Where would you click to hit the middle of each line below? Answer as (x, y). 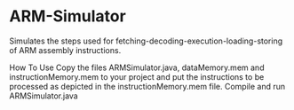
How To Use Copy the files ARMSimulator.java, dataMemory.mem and (137, 67)
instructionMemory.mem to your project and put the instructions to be (137, 76)
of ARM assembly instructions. (65, 50)
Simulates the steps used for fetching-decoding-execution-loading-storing (146, 41)
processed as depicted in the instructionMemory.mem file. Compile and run (147, 86)
